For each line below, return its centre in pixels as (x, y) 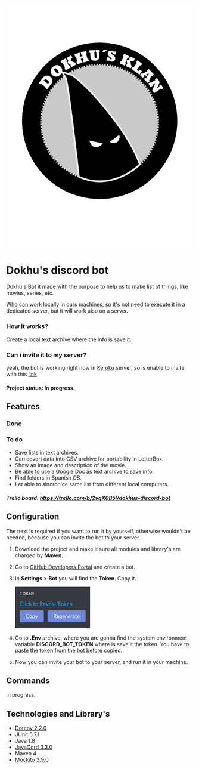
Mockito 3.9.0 (32, 760)
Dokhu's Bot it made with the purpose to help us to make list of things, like (97, 287)
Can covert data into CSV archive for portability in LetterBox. (89, 459)
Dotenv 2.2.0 (31, 728)
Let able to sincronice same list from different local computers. (91, 484)
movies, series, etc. (30, 293)
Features (23, 407)
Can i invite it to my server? (46, 355)
